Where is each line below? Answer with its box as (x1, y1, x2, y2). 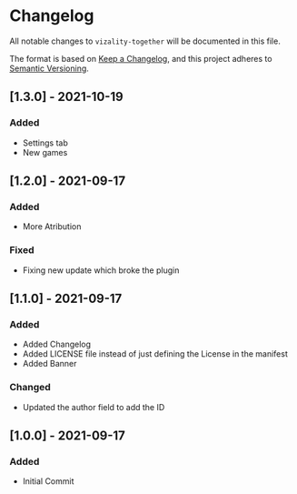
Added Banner (22, 358, 77, 369)
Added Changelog (22, 338, 92, 350)
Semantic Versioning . (9, 63, 89, 74)
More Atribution (22, 221, 82, 232)
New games (22, 146, 68, 157)
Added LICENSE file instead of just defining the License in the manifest (22, 348, 288, 359)
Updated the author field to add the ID (22, 401, 165, 412)
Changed (9, 381, 52, 394)
